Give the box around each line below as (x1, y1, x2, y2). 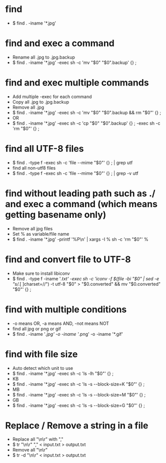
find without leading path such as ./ (5, 188, 156, 199)
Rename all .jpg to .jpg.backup (12, 54, 75, 60)
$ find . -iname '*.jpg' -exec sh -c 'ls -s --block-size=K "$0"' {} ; (12, 381, 145, 387)
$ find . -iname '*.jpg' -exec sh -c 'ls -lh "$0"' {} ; (12, 370, 114, 376)
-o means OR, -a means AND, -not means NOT (12, 320, 109, 326)
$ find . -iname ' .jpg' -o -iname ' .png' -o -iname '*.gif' (12, 331, 123, 337)
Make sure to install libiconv (12, 270, 70, 276)
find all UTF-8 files (5, 143, 84, 154)
